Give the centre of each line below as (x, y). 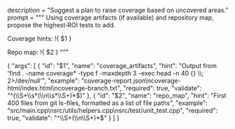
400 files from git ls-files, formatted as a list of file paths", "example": (108, 103)
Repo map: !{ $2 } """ (38, 52)
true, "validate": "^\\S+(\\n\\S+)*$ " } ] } (63, 118)
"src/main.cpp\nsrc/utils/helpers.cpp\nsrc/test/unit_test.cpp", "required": (113, 110)
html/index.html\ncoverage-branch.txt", (65, 88)
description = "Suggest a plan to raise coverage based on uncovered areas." (118, 10)
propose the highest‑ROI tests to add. (61, 25)
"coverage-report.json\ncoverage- (131, 81)
